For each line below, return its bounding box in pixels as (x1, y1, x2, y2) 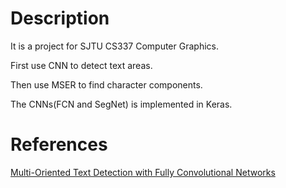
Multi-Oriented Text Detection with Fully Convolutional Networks (10, 166, 276, 178)
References (10, 133, 108, 156)
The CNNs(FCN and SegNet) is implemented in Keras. (10, 98, 233, 110)
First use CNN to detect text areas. (10, 59, 153, 71)
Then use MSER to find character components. (10, 78, 203, 91)
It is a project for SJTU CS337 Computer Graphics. (10, 40, 219, 52)
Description (10, 7, 110, 30)
